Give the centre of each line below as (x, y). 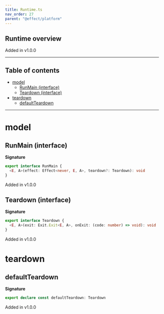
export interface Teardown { (35, 221)
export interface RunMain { (34, 166)
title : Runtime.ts (24, 10)
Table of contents (32, 70)
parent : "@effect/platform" (34, 19)
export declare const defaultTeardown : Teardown (55, 298)
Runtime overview (33, 38)
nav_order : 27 (20, 14)
